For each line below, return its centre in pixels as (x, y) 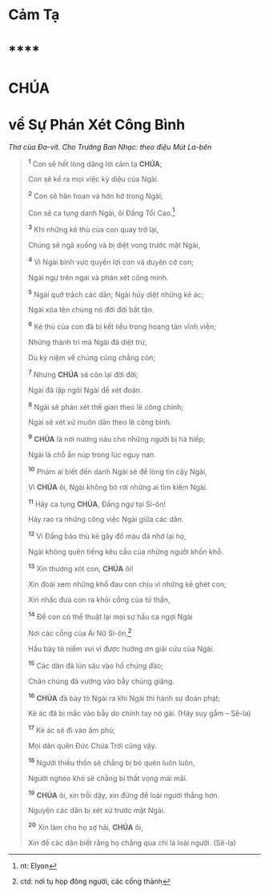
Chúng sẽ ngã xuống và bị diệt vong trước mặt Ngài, (114, 245)
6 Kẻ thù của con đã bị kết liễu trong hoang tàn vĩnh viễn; (122, 326)
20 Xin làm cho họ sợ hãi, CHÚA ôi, (85, 826)
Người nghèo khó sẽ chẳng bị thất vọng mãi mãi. (108, 778)
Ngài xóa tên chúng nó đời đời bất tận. (91, 310)
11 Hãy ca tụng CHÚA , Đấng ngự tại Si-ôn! (97, 503)
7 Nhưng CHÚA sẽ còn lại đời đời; (83, 374)
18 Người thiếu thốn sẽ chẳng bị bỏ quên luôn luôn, (111, 762)
